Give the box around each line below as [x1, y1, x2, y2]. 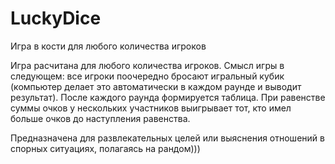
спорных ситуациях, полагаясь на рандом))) [10, 142, 201, 154]
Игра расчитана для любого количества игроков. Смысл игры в [10, 59, 285, 71]
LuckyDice [10, 7, 102, 30]
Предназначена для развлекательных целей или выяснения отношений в [10, 132, 325, 144]
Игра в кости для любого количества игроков [10, 40, 207, 52]
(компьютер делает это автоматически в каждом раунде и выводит [10, 80, 302, 92]
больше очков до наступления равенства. [10, 112, 191, 124]
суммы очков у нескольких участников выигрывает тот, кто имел [10, 102, 292, 114]
